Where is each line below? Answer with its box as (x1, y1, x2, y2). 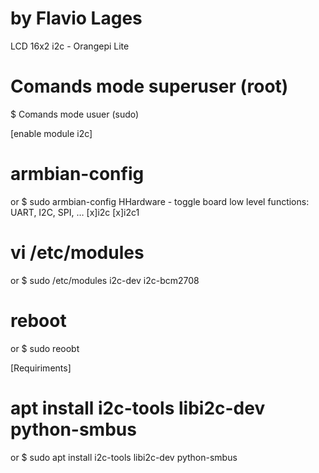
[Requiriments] (10, 362, 72, 374)
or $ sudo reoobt (10, 342, 80, 354)
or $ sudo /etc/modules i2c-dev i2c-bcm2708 (10, 274, 200, 286)
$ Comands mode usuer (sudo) (10, 108, 140, 120)
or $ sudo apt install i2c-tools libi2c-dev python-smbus (10, 451, 238, 463)
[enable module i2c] (10, 127, 93, 139)
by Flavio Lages (10, 7, 143, 30)
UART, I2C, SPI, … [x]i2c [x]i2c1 (10, 206, 140, 218)
